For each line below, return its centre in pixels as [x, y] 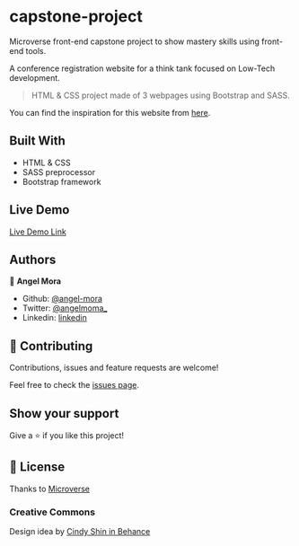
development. [35, 77]
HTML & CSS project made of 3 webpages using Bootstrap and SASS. [160, 95]
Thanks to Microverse [50, 489]
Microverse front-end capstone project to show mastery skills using [135, 41]
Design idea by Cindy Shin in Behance [80, 532]
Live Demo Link [38, 232]
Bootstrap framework [62, 181]
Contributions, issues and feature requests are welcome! [114, 368]
